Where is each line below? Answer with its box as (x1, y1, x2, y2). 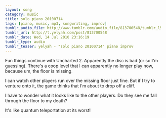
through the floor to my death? (5, 97, 68, 104)
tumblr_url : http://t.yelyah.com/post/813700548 (5, 30, 107, 35)
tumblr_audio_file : (5, 26, 45, 31)
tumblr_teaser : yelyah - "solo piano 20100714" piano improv (5, 44, 134, 49)
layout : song (5, 7, 32, 12)
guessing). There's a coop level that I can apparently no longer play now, (5, 63, 153, 69)
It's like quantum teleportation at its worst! (5, 107, 91, 113)
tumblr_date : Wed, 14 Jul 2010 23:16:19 (5, 35, 90, 40)
